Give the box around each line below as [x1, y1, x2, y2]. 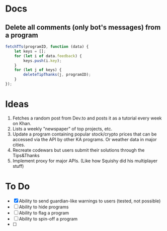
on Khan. [12, 120, 32, 126]
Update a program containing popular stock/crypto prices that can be [12, 131, 157, 137]
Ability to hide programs [19, 204, 69, 210]
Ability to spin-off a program [19, 215, 78, 221]
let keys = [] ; [14, 49, 46, 54]
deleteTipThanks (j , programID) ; [23, 72, 92, 77]
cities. [12, 142, 25, 148]
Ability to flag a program [19, 209, 69, 216]
